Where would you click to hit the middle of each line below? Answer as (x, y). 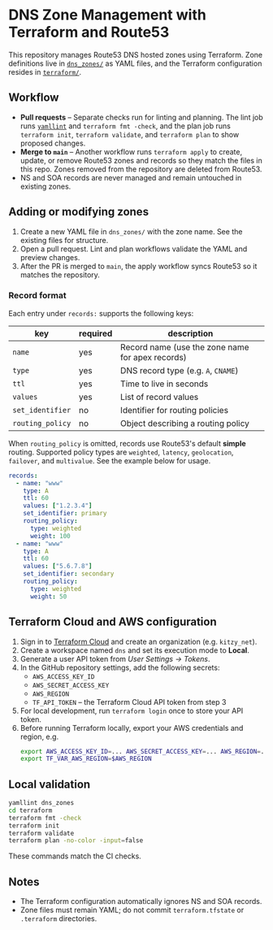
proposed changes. (53, 143)
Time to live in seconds (165, 384)
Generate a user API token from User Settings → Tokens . (115, 658)
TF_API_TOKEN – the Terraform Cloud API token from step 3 (129, 702)
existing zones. (45, 186)
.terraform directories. (58, 919)
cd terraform (30, 810)
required (95, 333)
